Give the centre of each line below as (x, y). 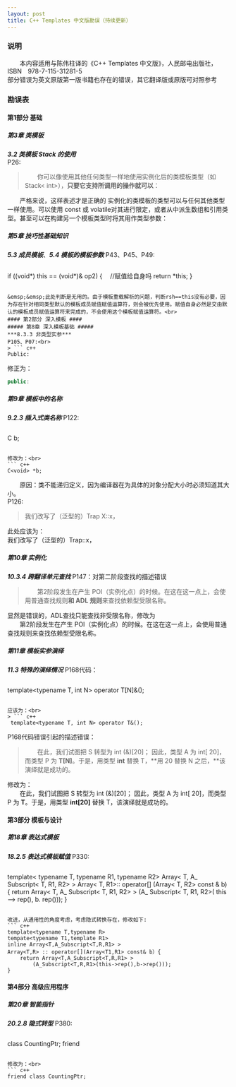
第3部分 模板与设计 (35, 819)
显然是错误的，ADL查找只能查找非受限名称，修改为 (81, 616)
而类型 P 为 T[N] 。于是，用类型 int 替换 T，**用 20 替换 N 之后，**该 (125, 761)
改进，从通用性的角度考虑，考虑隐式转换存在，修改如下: (77, 920)
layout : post (26, 14)
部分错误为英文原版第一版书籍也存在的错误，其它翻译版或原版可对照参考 (112, 79)
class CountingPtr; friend (43, 1044)
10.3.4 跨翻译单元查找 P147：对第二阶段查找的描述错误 (87, 577)
